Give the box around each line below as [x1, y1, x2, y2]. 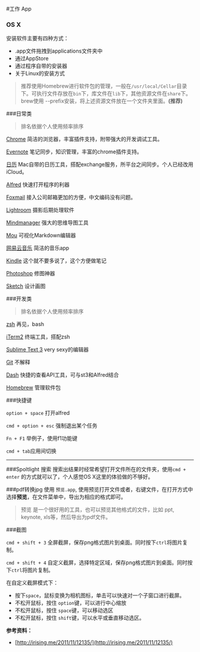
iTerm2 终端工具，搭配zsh [6, 333, 70, 340]
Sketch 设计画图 [6, 282, 46, 290]
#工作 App [6, 5, 32, 12]
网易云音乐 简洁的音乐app [6, 244, 70, 252]
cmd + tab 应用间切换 [6, 447, 57, 455]
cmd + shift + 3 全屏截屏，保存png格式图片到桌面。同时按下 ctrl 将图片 [6, 539, 183, 546]
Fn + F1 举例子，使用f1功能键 [6, 435, 77, 442]
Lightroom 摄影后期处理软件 [6, 207, 74, 214]
